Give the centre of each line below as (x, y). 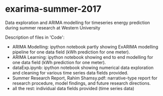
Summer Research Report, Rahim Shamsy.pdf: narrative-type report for (85, 78)
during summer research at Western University (53, 27)
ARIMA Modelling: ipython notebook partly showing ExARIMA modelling (85, 47)
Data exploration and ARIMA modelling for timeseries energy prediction (78, 23)
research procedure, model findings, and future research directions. (81, 83)
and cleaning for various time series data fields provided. (70, 72)
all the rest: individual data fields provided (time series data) (73, 88)
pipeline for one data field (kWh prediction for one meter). (71, 52)
